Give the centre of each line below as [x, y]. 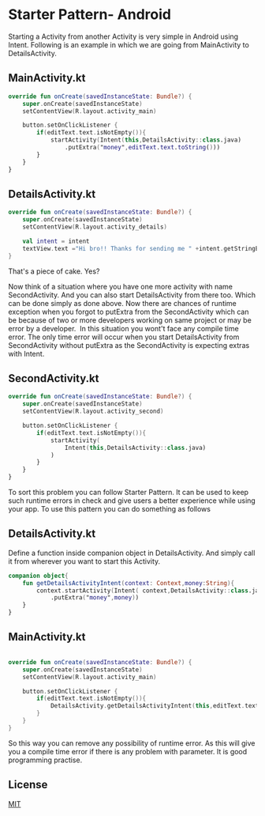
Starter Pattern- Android [90, 15]
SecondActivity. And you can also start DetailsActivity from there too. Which [132, 295]
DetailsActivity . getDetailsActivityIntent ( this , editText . [147, 706]
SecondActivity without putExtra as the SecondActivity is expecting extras [129, 345]
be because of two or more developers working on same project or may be [130, 320]
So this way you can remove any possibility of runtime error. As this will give [132, 743]
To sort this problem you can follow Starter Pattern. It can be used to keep [129, 492]
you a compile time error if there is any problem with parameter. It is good [128, 751]
